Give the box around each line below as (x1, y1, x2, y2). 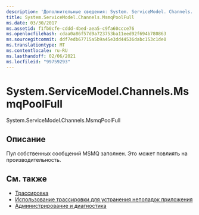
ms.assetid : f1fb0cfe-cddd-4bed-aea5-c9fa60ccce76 (6, 25, 135, 32)
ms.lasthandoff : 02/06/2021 (6, 53, 76, 59)
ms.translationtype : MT (6, 42, 66, 48)
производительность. (6, 156, 61, 164)
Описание (6, 134, 46, 144)
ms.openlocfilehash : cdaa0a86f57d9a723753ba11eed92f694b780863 (6, 31, 167, 37)
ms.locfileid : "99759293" (6, 59, 70, 64)
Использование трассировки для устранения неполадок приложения (14, 196, 193, 203)
